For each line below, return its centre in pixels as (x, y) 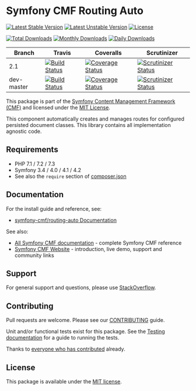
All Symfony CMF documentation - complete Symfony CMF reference (98, 243)
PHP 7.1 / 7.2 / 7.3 (35, 164)
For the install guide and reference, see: (54, 208)
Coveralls (108, 53)
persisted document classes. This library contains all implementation (88, 125)
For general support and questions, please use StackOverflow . (81, 287)
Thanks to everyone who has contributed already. (66, 349)
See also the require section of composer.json (70, 176)
